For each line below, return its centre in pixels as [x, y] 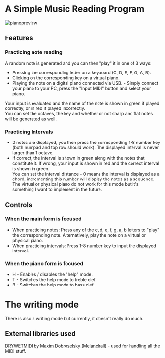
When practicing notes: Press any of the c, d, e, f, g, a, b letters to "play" [86, 230]
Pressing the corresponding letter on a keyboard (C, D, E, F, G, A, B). [82, 72]
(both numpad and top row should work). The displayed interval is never [85, 147]
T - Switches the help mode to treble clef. [54, 279]
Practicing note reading [34, 52]
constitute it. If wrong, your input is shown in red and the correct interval [85, 163]
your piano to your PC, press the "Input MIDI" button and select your [82, 88]
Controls [19, 205]
